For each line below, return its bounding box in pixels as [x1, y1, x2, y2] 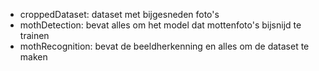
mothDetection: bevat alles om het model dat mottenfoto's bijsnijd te [19, 19, 302, 31]
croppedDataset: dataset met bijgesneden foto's [19, 9, 220, 20]
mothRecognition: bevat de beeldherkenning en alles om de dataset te [19, 40, 310, 52]
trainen [19, 30, 50, 41]
